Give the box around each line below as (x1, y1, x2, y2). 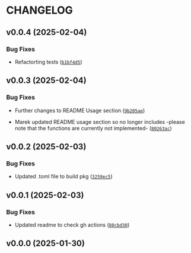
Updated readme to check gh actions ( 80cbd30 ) (14, 221, 130, 228)
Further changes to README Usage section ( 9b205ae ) (14, 107, 145, 114)
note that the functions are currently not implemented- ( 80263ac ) (14, 124, 172, 132)
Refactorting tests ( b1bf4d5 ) (14, 58, 82, 65)
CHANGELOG (6, 4, 73, 17)
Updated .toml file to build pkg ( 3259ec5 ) (14, 173, 113, 180)
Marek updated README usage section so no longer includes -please (14, 118, 185, 125)
